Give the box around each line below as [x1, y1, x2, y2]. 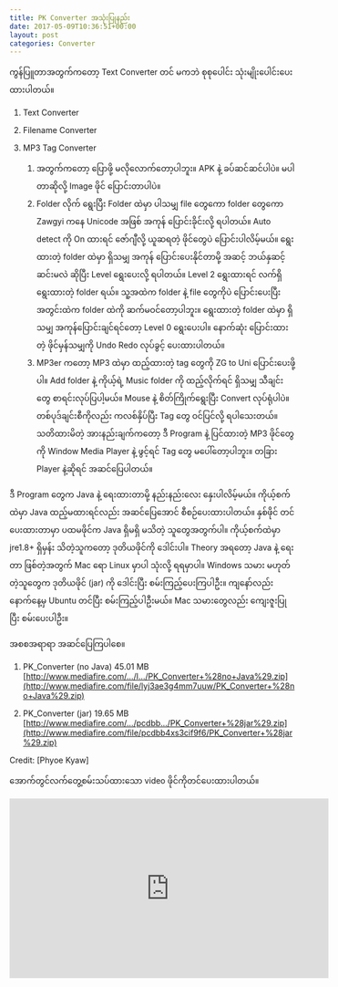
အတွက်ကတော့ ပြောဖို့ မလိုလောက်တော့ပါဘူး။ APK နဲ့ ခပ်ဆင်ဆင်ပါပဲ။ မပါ [36, 163, 295, 174]
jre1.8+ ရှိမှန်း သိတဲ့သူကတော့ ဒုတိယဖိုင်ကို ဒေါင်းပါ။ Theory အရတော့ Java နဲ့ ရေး [9, 542, 294, 553]
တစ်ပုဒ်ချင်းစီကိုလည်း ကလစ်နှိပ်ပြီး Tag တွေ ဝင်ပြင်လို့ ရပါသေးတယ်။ [36, 410, 278, 421]
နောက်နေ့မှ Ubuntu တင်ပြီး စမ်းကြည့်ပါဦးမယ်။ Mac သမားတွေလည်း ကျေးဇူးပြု [9, 595, 287, 607]
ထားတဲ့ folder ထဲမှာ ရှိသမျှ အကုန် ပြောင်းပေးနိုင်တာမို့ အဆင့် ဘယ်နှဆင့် [36, 252, 286, 263]
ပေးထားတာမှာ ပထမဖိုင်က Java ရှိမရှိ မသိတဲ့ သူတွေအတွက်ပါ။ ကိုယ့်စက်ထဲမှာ [9, 525, 281, 535]
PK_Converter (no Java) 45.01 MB [22, 661, 149, 672]
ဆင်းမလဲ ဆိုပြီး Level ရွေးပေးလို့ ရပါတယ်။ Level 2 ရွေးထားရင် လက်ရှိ [36, 269, 282, 280]
